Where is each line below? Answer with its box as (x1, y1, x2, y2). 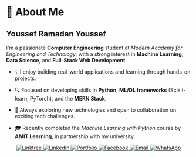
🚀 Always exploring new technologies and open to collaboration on (14, 106, 177, 113)
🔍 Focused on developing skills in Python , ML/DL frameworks (14, 86, 167, 93)
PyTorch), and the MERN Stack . (30, 95, 107, 102)
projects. (14, 75, 36, 82)
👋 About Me (6, 5, 65, 19)
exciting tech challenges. (14, 113, 75, 119)
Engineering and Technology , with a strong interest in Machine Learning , (6, 51, 184, 58)
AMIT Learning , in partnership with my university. (14, 133, 136, 140)
